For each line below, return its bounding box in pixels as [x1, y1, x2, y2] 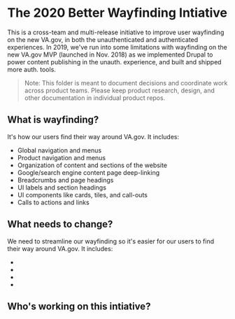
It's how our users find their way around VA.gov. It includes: [7, 132, 180, 141]
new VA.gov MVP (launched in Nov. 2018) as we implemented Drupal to [7, 50, 213, 59]
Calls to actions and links [17, 198, 90, 206]
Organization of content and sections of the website [17, 161, 168, 169]
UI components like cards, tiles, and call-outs [17, 190, 148, 199]
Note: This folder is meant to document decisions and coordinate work [24, 78, 228, 87]
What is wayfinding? [7, 114, 99, 126]
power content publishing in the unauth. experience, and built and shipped [7, 57, 222, 66]
